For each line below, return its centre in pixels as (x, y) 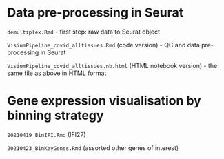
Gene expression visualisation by (104, 101)
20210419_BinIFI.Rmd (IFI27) (47, 134)
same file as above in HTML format (57, 73)
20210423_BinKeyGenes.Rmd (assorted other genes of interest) (93, 148)
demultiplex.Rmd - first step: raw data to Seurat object (84, 32)
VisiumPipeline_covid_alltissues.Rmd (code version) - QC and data (103, 45)
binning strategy (55, 116)
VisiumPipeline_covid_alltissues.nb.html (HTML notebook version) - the (112, 65)
